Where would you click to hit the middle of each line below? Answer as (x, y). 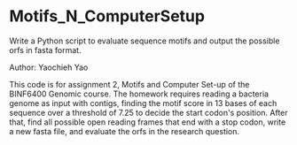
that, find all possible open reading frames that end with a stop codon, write (148, 122)
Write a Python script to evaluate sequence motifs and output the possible (145, 41)
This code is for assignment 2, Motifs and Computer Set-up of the (129, 84)
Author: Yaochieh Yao (49, 67)
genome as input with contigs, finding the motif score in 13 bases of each (143, 103)
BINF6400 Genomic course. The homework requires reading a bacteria (139, 94)
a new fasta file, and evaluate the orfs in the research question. (125, 131)
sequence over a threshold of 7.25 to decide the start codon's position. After (148, 112)
